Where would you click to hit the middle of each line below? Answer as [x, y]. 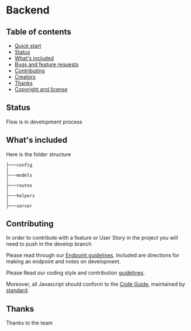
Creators [25, 77]
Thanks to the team [29, 323]
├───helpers [20, 196]
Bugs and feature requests [46, 64]
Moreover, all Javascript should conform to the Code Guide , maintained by [96, 284]
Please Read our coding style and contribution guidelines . [75, 273]
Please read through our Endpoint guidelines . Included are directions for [93, 256]
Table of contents [39, 32]
